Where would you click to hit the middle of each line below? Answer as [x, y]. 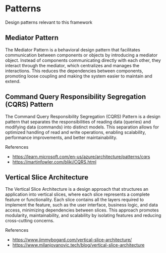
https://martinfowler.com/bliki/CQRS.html [54, 162]
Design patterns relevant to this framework [49, 22]
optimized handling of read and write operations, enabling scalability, [76, 132]
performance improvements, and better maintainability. [61, 137]
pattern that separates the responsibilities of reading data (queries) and [78, 122]
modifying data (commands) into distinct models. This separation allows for [82, 127]
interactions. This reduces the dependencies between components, [74, 71]
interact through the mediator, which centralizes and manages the [72, 65]
